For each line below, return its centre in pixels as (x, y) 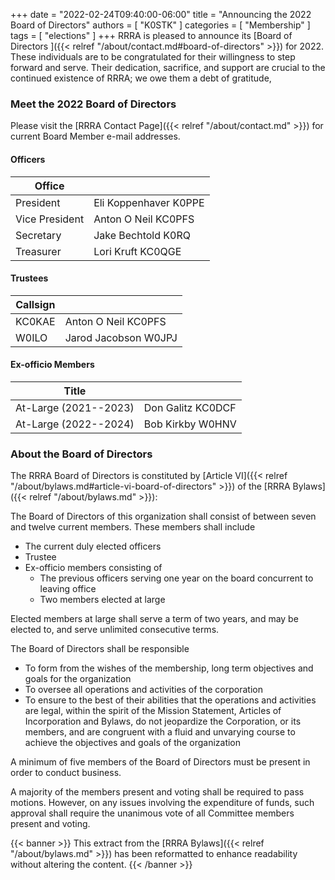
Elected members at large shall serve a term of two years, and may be (154, 619)
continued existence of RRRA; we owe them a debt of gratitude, (141, 78)
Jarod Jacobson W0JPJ (121, 337)
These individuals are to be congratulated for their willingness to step (153, 57)
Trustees (29, 278)
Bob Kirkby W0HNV (190, 424)
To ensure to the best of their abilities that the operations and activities (170, 700)
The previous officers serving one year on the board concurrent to (176, 578)
